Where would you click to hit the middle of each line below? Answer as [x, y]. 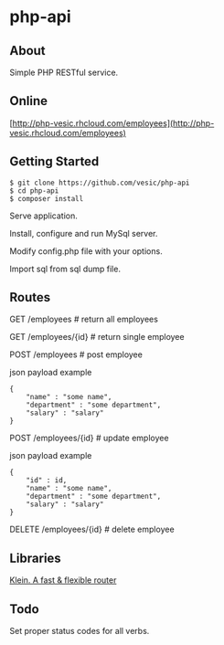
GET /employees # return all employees [84, 319]
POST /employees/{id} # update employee [89, 438]
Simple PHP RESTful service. [64, 72]
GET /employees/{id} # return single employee [97, 337]
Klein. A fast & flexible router [63, 580]
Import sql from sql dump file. [65, 269]
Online [29, 101]
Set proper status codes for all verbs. [80, 631]
